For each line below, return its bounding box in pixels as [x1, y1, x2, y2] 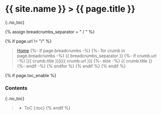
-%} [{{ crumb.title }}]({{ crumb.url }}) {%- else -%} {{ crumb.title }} [16, 58, 153, 64]
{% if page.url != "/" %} [5, 38, 52, 44]
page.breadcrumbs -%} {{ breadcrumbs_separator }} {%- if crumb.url [16, 52, 157, 59]
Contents [5, 84, 28, 91]
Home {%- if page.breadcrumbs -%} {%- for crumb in [16, 48, 125, 53]
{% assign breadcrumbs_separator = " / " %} [5, 29, 95, 34]
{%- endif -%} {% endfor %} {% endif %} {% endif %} [16, 63, 126, 69]
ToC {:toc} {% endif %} [24, 105, 71, 111]
